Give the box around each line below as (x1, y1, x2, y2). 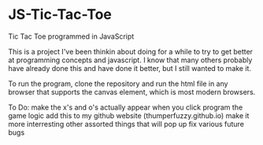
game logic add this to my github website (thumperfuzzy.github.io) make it (8, 110, 250, 120)
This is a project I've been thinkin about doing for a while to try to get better (8, 46, 254, 56)
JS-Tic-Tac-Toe (8, 6, 113, 24)
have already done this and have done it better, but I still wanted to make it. (8, 63, 252, 72)
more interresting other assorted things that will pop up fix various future (8, 119, 244, 128)
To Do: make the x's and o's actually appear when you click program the (8, 102, 243, 112)
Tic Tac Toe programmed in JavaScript (8, 32, 135, 41)
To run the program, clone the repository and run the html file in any (8, 79, 228, 88)
